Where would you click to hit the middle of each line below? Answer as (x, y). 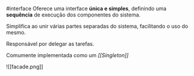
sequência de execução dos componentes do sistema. (73, 15)
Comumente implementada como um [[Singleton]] (67, 55)
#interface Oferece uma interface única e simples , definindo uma (86, 9)
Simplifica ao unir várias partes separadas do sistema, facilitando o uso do (97, 26)
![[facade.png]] (25, 67)
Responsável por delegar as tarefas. (50, 44)
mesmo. (16, 32)
